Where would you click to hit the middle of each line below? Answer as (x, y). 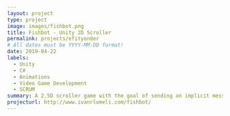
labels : (18, 58)
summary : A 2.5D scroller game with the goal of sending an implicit (108, 96)
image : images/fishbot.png (46, 26)
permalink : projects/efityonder (53, 39)
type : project (27, 20)
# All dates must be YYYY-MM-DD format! (66, 45)
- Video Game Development (50, 83)
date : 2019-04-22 (32, 52)
